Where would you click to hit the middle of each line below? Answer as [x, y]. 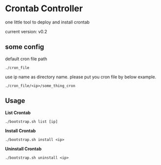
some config [25, 47]
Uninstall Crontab [23, 149]
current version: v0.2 [26, 31]
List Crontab [18, 113]
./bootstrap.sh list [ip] [31, 121]
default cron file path [26, 59]
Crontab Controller [44, 9]
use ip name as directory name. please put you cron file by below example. [81, 77]
